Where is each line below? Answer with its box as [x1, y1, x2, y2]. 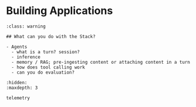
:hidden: [6, 80, 28, 85]
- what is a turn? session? [11, 49, 80, 55]
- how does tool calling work [11, 64, 85, 70]
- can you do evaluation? [11, 69, 75, 75]
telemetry [6, 95, 31, 101]
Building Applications [6, 4, 113, 18]
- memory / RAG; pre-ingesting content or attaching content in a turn [11, 59, 191, 65]
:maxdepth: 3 [6, 85, 38, 91]
